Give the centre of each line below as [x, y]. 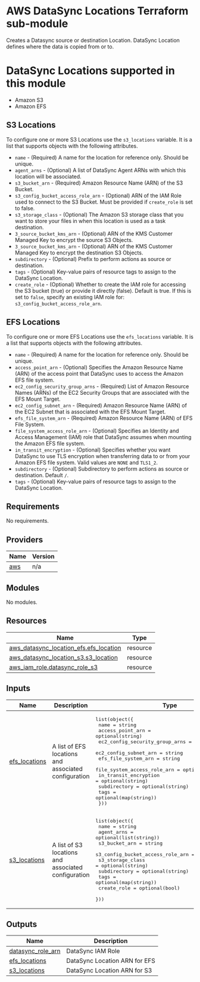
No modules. [22, 602]
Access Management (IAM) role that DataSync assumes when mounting [103, 437]
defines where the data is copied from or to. [60, 47]
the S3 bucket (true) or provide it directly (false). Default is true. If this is [103, 290]
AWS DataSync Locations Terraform [97, 11]
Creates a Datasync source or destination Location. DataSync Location [93, 40]
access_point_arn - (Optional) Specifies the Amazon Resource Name [99, 367]
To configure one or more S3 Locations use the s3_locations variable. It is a [99, 139]
